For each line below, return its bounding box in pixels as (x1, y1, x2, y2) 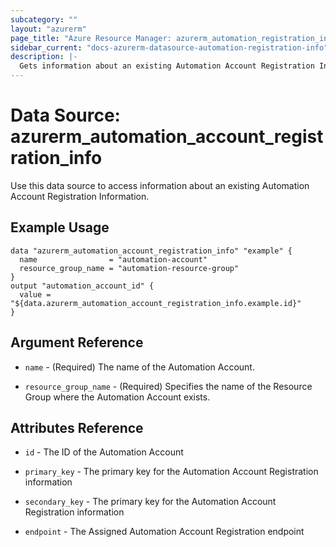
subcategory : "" (10, 14, 78, 25)
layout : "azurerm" (10, 24, 87, 34)
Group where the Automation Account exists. (24, 391, 211, 403)
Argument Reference (10, 334, 144, 351)
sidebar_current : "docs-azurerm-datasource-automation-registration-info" (10, 42, 329, 53)
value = (19, 289, 52, 300)
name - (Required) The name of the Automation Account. (24, 361, 255, 373)
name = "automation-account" (19, 254, 208, 265)
